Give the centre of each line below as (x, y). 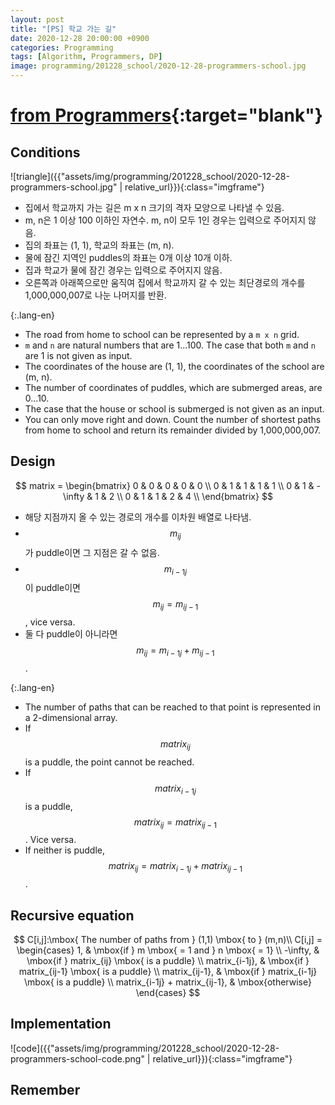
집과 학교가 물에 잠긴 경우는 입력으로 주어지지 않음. (123, 270)
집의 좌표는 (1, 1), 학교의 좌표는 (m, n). (99, 245)
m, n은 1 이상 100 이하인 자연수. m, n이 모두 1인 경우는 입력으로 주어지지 (165, 220)
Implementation (61, 1024)
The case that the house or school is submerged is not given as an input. (174, 409)
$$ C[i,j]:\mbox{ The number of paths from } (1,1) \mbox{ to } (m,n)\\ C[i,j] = (168, 939)
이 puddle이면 (52, 588)
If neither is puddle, (65, 850)
